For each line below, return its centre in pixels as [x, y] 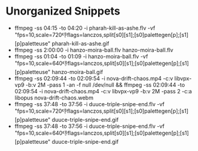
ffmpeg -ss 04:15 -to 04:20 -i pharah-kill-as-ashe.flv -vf [85, 28]
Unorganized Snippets [63, 11]
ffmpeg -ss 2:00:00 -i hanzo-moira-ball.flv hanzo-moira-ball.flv [94, 50]
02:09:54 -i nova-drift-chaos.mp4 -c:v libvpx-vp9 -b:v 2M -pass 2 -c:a [103, 91]
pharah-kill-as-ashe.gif [81, 43]
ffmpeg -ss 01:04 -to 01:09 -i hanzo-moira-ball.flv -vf [81, 56]
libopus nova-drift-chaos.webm [54, 98]
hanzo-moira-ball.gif [78, 72]
